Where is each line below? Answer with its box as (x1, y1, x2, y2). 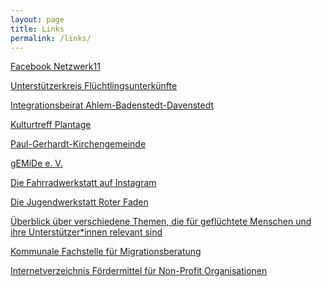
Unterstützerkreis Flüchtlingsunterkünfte (10, 80, 178, 92)
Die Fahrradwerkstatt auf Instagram (10, 177, 157, 189)
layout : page (10, 14, 65, 25)
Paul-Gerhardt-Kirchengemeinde (10, 138, 147, 150)
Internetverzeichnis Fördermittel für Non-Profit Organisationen (10, 265, 268, 277)
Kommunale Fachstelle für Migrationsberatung (10, 246, 202, 258)
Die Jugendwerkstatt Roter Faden (10, 196, 149, 208)
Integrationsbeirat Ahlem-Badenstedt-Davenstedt (10, 99, 215, 111)
